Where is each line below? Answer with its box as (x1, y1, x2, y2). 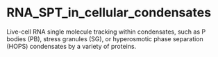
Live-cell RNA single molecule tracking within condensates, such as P (6, 27, 206, 36)
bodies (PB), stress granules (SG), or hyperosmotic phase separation (6, 34, 204, 43)
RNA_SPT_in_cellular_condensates (6, 5, 212, 21)
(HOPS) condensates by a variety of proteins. (6, 42, 137, 50)
